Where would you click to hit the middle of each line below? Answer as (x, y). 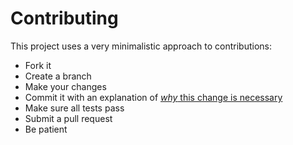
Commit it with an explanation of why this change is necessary (153, 97)
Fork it (38, 65)
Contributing (64, 18)
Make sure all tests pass (74, 108)
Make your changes (65, 86)
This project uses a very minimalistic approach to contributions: (141, 46)
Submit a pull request (68, 118)
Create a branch (58, 76)
